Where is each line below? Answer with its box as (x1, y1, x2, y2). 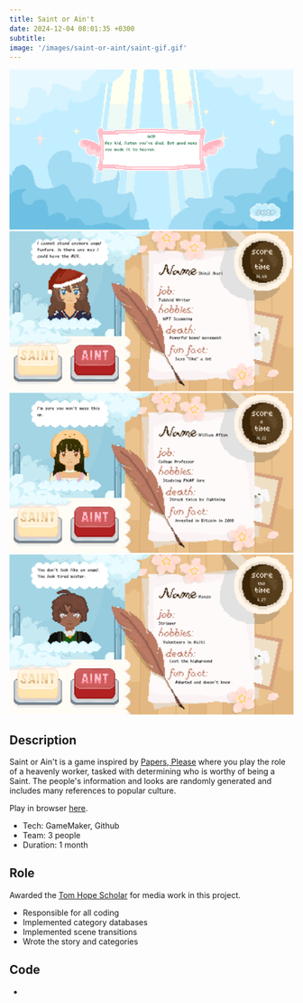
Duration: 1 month (22, 839, 88, 850)
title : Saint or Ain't (9, 14, 95, 24)
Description (9, 733, 77, 748)
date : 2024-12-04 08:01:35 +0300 (9, 24, 135, 33)
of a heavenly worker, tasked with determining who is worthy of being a (9, 766, 275, 777)
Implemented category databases (22, 916, 149, 927)
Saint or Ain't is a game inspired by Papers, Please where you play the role (9, 756, 286, 768)
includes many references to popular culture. (9, 785, 177, 796)
